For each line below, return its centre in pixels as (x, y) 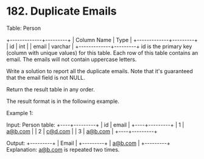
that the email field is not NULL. (46, 77)
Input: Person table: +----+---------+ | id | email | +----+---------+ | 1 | (95, 125)
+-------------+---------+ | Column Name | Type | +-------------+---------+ (102, 40)
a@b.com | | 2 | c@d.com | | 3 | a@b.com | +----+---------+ (82, 131)
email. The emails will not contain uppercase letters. (72, 59)
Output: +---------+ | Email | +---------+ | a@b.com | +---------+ (88, 143)
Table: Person (24, 28)
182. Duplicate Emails (62, 11)
